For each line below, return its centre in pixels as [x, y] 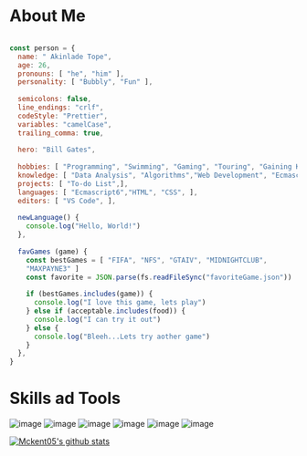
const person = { [42, 48]
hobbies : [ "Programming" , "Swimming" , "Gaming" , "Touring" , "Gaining [155, 167]
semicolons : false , [55, 99]
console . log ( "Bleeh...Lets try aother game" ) [122, 337]
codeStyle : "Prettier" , [63, 116]
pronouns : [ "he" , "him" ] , [71, 74]
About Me [48, 16]
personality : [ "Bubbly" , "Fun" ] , [85, 82]
